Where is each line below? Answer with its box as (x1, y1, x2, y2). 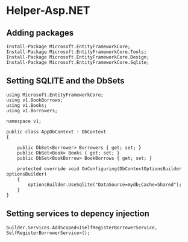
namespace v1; (6, 118, 42, 124)
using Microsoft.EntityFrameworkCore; (6, 92, 104, 98)
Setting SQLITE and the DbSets (6, 76, 125, 86)
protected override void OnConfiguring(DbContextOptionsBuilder (17, 165, 182, 172)
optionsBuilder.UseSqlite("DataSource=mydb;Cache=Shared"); (28, 182, 182, 188)
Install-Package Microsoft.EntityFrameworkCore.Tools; (6, 49, 147, 55)
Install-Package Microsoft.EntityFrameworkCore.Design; (6, 54, 149, 60)
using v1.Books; (6, 102, 47, 109)
